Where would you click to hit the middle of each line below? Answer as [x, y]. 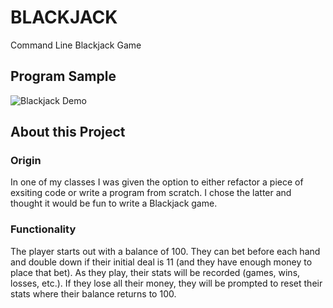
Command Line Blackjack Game [76, 45]
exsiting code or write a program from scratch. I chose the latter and [151, 193]
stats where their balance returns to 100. [93, 293]
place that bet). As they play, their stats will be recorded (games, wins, [155, 272]
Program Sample [63, 76]
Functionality [43, 229]
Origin [26, 161]
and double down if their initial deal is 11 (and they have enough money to [161, 262]
